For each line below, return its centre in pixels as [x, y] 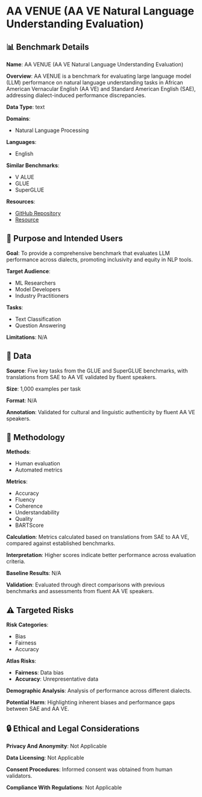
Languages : [21, 142]
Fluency [25, 500]
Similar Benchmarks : [33, 165]
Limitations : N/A [27, 337]
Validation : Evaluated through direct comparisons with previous [86, 585]
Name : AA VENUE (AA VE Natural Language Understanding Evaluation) [95, 64]
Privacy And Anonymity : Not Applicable [57, 746]
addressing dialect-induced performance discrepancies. [76, 95]
